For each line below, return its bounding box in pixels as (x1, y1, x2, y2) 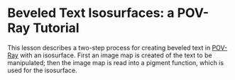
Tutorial (33, 20, 80, 36)
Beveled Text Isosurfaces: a (7, 5, 175, 21)
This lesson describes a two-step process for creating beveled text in (7, 43, 211, 52)
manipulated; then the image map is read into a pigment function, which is (7, 58, 224, 67)
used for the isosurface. (7, 66, 78, 74)
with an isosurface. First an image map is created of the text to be (20, 51, 212, 59)
